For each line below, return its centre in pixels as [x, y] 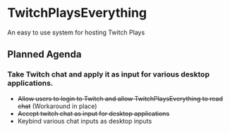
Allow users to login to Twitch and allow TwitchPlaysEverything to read [120, 98]
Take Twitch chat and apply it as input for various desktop [109, 74]
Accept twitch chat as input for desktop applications [93, 113]
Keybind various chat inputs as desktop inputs [85, 121]
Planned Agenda [44, 54]
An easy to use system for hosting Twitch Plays [76, 32]
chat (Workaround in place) [57, 106]
